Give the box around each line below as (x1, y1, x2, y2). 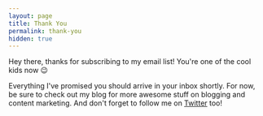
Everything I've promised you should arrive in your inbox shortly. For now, (8, 81, 256, 91)
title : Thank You (8, 19, 68, 28)
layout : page (8, 11, 53, 20)
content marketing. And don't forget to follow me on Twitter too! (8, 98, 222, 108)
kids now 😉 (8, 66, 49, 75)
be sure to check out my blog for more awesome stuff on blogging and (8, 90, 246, 100)
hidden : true (8, 34, 53, 43)
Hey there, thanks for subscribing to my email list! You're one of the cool (8, 57, 252, 67)
